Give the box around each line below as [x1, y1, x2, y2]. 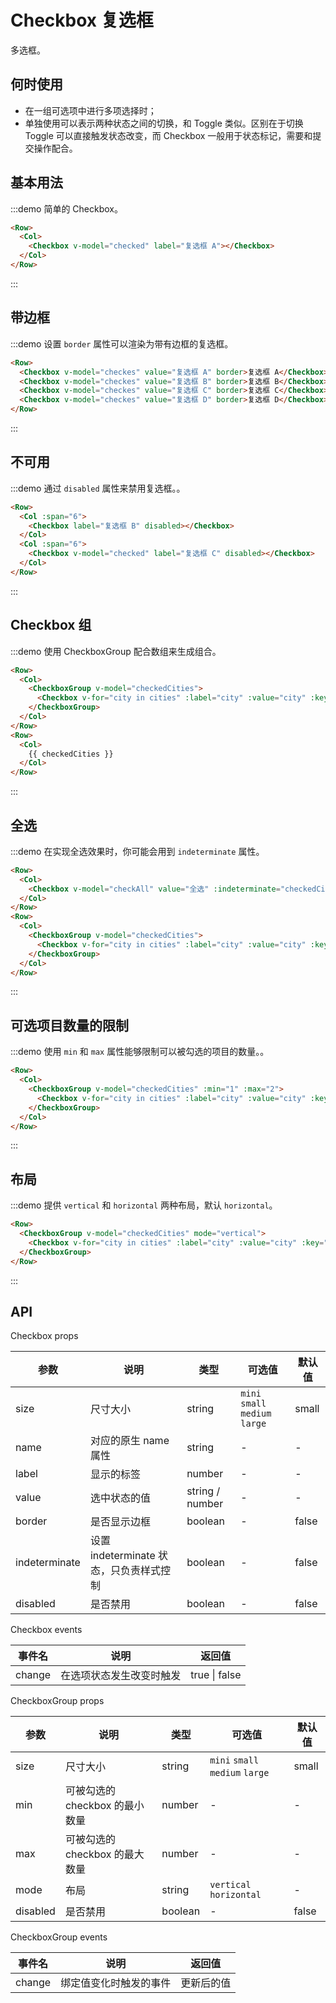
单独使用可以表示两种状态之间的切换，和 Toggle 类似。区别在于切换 [24, 117, 304, 129]
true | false [190, 1668, 242, 1682]
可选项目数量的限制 [10, 1017, 129, 1034]
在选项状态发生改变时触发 [60, 1669, 182, 1683]
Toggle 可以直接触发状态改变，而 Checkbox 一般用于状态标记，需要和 [24, 129, 313, 141]
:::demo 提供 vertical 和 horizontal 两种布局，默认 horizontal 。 [10, 1199, 278, 1211]
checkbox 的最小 [64, 1799, 145, 1813]
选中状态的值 [89, 1491, 151, 1505]
